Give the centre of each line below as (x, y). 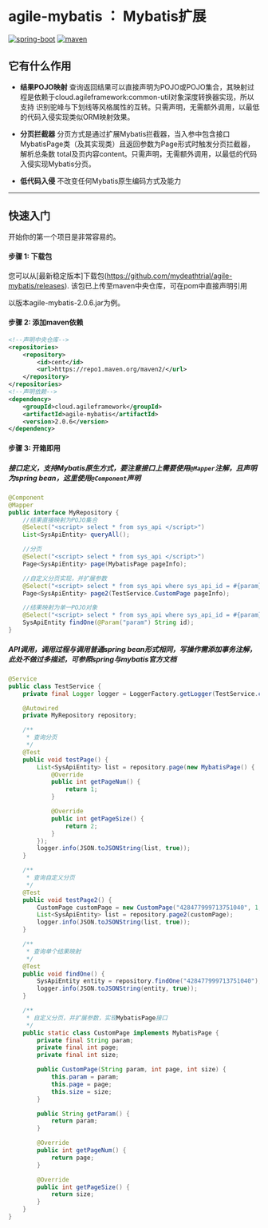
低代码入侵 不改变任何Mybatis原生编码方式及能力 (100, 181)
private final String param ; (85, 1040)
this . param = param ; (85, 1077)
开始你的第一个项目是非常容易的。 (64, 236)
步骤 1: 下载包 (30, 256)
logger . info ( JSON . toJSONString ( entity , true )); (117, 989)
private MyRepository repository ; (80, 716)
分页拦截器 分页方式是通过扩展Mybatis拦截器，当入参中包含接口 (125, 133)
